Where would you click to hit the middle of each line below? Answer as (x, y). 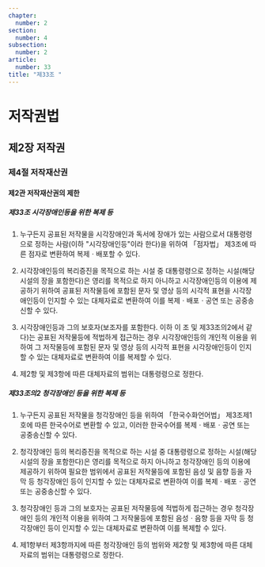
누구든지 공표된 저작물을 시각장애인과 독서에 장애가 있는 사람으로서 (122, 234)
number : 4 (31, 38)
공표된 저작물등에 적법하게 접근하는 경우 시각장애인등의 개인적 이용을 (143, 337)
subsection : (28, 45)
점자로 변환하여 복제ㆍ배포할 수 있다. (84, 254)
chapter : (23, 15)
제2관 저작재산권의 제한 (44, 193)
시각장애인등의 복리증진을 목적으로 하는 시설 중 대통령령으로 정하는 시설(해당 (137, 270)
